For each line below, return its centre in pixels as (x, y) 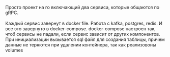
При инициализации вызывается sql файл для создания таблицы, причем (85, 39)
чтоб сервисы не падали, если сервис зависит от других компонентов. (83, 34)
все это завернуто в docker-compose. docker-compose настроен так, (81, 29)
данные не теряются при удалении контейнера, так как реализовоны (81, 45)
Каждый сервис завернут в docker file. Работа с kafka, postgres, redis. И (84, 23)
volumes (14, 50)
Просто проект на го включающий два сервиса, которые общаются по (82, 7)
